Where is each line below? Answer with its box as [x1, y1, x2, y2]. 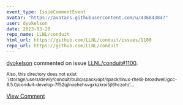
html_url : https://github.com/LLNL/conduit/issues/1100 [6, 37, 152, 43]
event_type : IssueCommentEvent [6, 8, 86, 15]
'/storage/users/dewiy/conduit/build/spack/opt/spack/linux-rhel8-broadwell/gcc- [6, 76, 177, 83]
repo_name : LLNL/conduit [6, 32, 70, 38]
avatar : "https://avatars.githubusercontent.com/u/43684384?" [6, 15, 168, 21]
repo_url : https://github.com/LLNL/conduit [6, 43, 119, 49]
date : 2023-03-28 [6, 25, 51, 32]
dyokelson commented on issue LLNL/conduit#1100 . [6, 59, 138, 67]
